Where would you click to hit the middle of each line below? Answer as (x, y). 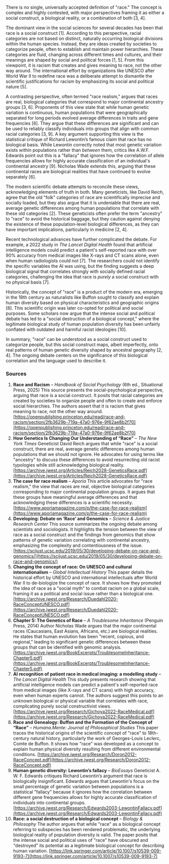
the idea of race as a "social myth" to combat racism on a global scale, (86, 588)
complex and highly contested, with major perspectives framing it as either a (85, 13)
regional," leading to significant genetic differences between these (82, 642)
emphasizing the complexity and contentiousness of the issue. (78, 545)
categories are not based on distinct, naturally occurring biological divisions (84, 38)
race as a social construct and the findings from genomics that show (84, 535)
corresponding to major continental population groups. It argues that (84, 492)
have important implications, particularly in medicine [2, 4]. (67, 229)
